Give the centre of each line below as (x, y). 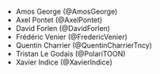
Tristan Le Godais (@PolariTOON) (70, 54)
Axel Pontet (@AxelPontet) (59, 20)
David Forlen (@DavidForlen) (63, 28)
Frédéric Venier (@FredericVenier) (72, 37)
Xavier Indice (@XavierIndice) (64, 62)
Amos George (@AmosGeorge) (67, 12)
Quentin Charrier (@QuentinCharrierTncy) (84, 45)
